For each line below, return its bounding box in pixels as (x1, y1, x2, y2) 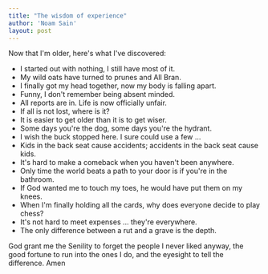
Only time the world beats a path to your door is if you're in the (19, 166, 228, 176)
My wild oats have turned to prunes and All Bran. (19, 73, 182, 83)
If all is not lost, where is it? (19, 107, 110, 116)
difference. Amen (8, 258, 66, 268)
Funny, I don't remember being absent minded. (19, 90, 175, 99)
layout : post (8, 26, 52, 34)
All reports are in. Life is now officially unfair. (19, 98, 167, 108)
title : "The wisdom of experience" (8, 11, 128, 20)
